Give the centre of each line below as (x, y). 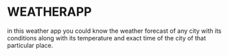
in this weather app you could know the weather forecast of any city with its (114, 31)
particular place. (30, 45)
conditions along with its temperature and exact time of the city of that (106, 38)
